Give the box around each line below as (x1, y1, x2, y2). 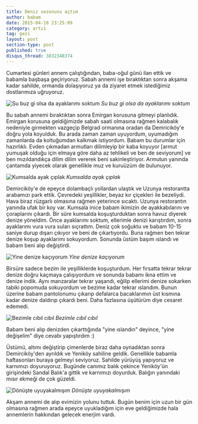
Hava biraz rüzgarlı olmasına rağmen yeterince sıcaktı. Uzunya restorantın (6, 197, 187, 205)
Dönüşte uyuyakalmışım (71, 387, 130, 394)
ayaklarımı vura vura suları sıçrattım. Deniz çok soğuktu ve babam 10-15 (6, 222, 182, 230)
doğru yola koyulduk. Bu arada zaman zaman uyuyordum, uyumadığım (6, 130, 178, 137)
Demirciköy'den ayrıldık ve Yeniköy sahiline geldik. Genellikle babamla (6, 350, 177, 357)
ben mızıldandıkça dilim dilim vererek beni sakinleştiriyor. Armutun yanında (6, 155, 189, 162)
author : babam (6, 14, 41, 20)
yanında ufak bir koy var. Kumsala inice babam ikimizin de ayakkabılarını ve (6, 203, 190, 211)
